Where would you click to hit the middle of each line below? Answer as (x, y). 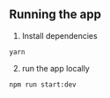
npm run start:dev (43, 84)
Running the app (55, 15)
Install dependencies (60, 35)
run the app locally (55, 68)
